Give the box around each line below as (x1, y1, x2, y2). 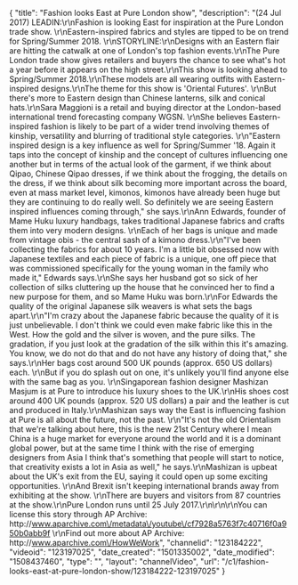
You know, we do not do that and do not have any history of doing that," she (9, 348, 287, 359)
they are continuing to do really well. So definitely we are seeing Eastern (9, 197, 274, 207)
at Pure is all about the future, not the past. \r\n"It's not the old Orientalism (9, 414, 282, 425)
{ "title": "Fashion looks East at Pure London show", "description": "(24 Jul (9, 8, 282, 18)
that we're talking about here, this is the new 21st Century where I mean (9, 424, 272, 435)
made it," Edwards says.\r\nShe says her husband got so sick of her (9, 272, 258, 283)
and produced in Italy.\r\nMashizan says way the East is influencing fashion (9, 405, 286, 415)
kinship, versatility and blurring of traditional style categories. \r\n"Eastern (9, 131, 281, 141)
